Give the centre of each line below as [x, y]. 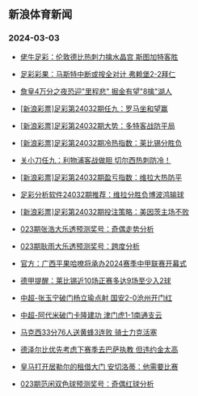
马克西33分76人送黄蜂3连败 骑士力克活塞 [88, 332]
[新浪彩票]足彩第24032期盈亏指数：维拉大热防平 [101, 177]
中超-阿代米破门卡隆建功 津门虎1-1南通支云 [91, 315]
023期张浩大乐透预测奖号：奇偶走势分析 [87, 228]
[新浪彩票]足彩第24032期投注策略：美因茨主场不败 [105, 211]
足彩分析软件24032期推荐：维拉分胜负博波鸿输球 [102, 194]
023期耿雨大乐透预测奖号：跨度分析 [80, 246]
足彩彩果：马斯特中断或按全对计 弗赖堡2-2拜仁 [98, 74]
